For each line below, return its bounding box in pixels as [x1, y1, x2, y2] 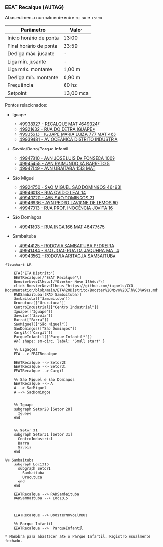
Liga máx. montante [7, 66, 52, 73]
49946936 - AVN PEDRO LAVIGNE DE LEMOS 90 [19, 200, 118, 206]
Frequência [7, 82, 33, 89]
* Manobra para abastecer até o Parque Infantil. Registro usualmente [5, 534, 151, 539]
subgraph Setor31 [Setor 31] [14, 432, 73, 437]
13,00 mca [64, 90, 89, 97]
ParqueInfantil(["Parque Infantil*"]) [14, 334, 92, 340]
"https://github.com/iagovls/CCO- [65, 283, 136, 289]
